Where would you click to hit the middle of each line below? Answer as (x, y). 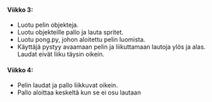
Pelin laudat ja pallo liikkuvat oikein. (68, 85)
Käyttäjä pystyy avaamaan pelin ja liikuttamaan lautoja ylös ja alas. (111, 47)
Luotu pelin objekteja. (48, 25)
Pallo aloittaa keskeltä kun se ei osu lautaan (79, 92)
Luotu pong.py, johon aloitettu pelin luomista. (81, 40)
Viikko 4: (20, 70)
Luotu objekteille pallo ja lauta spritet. (70, 32)
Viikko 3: (20, 10)
